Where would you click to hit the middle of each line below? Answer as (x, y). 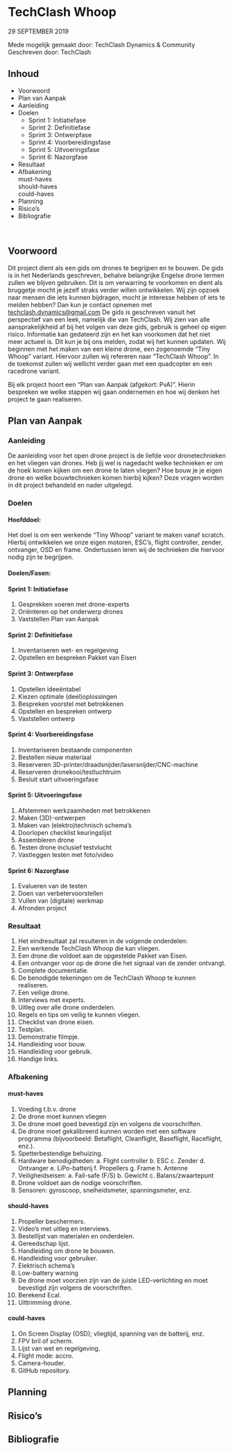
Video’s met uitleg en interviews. (64, 1229)
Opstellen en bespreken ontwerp (65, 711)
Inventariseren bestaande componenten (75, 750)
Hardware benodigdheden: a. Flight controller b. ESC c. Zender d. (112, 1160)
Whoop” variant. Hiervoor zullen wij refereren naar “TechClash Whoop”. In (113, 356)
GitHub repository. (44, 1371)
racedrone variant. (34, 371)
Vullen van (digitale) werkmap (60, 901)
